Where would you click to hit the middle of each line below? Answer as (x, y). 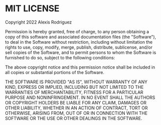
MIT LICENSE (32, 9)
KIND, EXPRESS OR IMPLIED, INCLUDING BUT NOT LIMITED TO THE (74, 87)
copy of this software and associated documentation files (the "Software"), (81, 37)
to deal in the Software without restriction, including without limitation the (79, 42)
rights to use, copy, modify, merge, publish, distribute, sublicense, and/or (79, 47)
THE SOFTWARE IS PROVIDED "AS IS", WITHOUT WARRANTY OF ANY (76, 82)
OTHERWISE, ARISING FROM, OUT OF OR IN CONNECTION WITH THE (76, 113)
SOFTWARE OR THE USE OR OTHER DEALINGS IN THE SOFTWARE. (74, 118)
